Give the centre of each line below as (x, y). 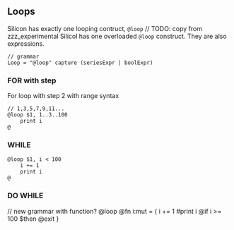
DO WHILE (25, 195)
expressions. (26, 43)
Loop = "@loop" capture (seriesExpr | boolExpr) (80, 63)
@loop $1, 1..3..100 (38, 115)
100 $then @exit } (33, 219)
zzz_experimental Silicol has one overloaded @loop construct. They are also (117, 36)
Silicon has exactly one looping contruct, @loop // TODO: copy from (105, 28)
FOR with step (32, 80)
